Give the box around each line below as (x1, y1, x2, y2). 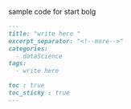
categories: (8, 44, 48, 53)
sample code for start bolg (8, 7, 96, 16)
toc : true (8, 82, 45, 90)
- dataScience (15, 52, 63, 60)
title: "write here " (8, 30, 81, 38)
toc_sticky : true (8, 89, 70, 97)
